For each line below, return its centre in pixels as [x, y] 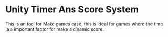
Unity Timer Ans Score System [72, 10]
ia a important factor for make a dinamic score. [55, 29]
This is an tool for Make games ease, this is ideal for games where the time [84, 24]
